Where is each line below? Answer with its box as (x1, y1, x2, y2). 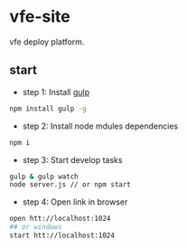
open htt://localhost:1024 (9, 215, 111, 224)
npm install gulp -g (9, 104, 88, 113)
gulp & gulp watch (9, 172, 79, 181)
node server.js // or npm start (9, 180, 131, 189)
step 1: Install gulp (22, 86, 90, 97)
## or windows (9, 223, 63, 232)
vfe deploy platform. (9, 36, 85, 47)
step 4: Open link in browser (22, 196, 128, 207)
